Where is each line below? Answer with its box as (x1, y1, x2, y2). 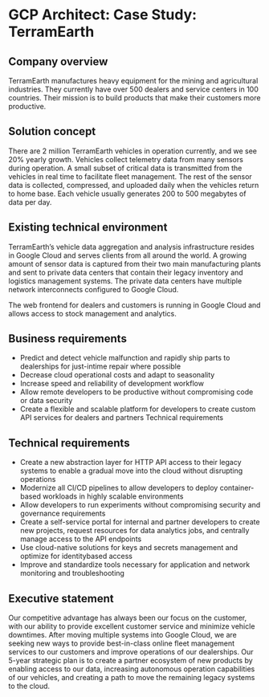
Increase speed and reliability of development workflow (19, 379, 205, 389)
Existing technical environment (8, 221, 168, 234)
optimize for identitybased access (19, 552, 132, 561)
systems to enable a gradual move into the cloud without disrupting (19, 466, 243, 475)
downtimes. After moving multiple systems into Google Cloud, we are (8, 630, 237, 640)
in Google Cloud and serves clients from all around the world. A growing (8, 251, 247, 260)
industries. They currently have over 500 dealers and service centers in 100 (8, 84, 259, 94)
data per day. (8, 197, 52, 206)
